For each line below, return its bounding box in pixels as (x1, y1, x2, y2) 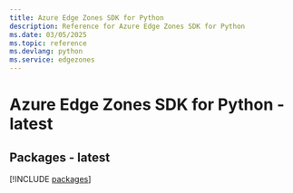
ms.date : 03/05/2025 (9, 30, 88, 39)
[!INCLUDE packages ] (9, 174, 92, 184)
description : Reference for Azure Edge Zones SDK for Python (9, 22, 246, 31)
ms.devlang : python (9, 47, 83, 56)
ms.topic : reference (9, 38, 88, 48)
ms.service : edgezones (9, 55, 95, 64)
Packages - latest (9, 150, 111, 165)
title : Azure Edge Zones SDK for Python (9, 13, 165, 23)
